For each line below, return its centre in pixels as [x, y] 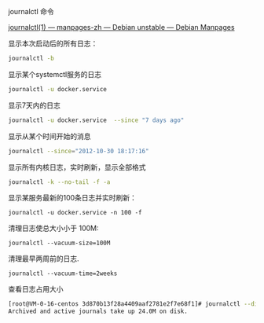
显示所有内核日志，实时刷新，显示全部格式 [77, 167]
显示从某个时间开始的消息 [49, 136]
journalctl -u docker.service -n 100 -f [75, 213]
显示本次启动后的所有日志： [53, 43]
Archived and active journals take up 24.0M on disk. [98, 312]
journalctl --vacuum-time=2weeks [63, 273]
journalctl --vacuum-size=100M [59, 243]
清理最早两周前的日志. [44, 259]
